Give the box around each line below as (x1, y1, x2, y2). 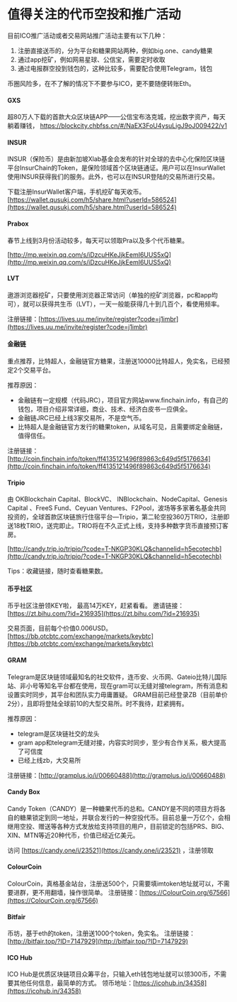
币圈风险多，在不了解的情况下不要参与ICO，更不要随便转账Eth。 (7, 79, 195, 87)
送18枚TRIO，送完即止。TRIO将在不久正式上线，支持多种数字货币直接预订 (7, 522, 223, 530)
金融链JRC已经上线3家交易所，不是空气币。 (17, 413, 146, 422)
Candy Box (7, 788, 40, 796)
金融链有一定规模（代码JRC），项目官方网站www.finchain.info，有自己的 (17, 395, 229, 404)
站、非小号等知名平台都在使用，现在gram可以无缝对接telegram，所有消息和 (7, 681, 229, 690)
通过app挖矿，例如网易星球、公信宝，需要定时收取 (17, 55, 166, 64)
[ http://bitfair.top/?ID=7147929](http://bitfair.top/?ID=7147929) (7, 937, 189, 946)
